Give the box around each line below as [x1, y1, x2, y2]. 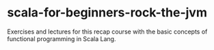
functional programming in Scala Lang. [7, 34, 116, 42]
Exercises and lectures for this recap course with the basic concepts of [7, 27, 208, 36]
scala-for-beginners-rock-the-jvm [7, 5, 207, 21]
